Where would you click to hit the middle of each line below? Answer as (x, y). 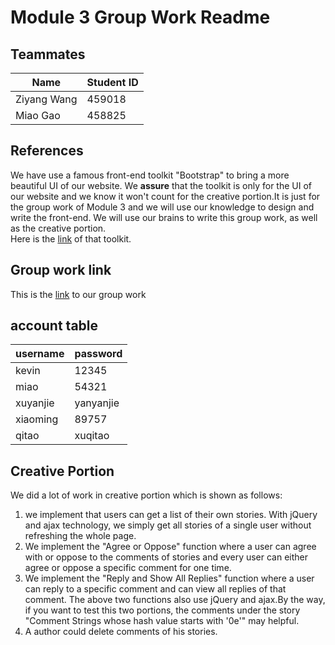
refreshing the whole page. (80, 536)
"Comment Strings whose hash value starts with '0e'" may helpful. (162, 621)
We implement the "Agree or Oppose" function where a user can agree (170, 547)
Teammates (48, 54)
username (40, 354)
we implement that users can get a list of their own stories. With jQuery (171, 515)
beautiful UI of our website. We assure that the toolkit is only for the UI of (161, 185)
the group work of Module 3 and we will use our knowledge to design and (162, 207)
